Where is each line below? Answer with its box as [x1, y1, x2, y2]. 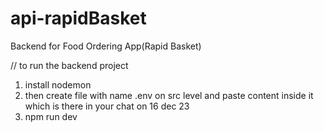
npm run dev [24, 110, 78, 122]
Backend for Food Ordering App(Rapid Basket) [10, 40, 202, 52]
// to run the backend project [10, 59, 129, 71]
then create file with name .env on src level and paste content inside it [24, 89, 314, 101]
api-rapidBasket [10, 7, 147, 30]
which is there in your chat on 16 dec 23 [24, 100, 190, 112]
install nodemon [24, 78, 92, 91]
